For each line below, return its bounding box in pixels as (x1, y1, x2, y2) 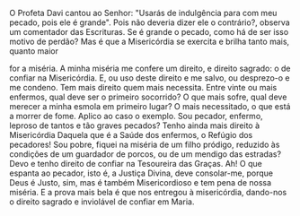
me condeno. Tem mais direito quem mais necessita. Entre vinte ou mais (9, 82, 278, 92)
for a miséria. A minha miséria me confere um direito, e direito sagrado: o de (9, 63, 291, 73)
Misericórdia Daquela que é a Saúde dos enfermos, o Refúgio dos (9, 130, 253, 140)
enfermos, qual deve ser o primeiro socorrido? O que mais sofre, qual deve (9, 91, 287, 102)
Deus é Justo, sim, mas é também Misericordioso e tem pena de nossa (9, 177, 272, 187)
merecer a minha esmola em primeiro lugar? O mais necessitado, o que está (9, 101, 291, 111)
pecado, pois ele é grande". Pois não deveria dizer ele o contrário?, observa (9, 17, 290, 28)
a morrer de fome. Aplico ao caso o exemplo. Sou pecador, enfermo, (9, 111, 263, 121)
